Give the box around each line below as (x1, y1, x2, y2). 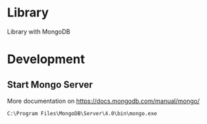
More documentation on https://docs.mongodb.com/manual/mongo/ (7, 97, 200, 105)
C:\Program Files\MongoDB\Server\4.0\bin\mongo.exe (7, 110, 157, 117)
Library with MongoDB (7, 27, 70, 36)
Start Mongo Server (7, 79, 94, 90)
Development (7, 51, 85, 67)
